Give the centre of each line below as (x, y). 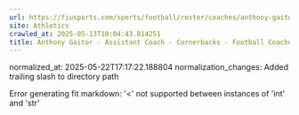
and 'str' (24, 103)
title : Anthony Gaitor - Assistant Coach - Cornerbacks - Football (137, 42)
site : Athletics (39, 26)
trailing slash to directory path (64, 77)
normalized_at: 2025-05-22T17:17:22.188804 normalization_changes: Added (149, 67)
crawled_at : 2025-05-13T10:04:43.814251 (85, 34)
